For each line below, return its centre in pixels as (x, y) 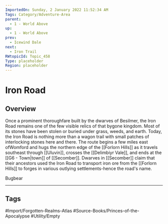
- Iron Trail (23, 51)
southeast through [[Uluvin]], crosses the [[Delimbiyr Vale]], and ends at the (83, 152)
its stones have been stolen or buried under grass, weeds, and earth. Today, (84, 131)
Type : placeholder (24, 61)
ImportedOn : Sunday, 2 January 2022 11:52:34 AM (57, 10)
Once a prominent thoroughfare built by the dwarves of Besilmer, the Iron (80, 121)
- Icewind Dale (25, 42)
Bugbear (14, 178)
